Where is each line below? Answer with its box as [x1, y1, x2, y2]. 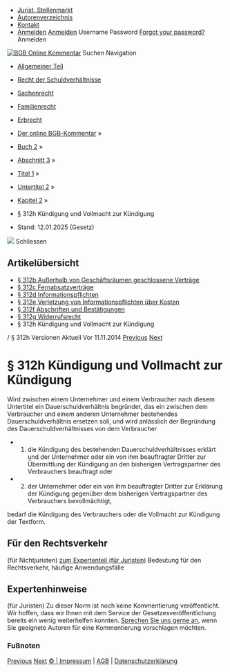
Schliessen [15, 237, 47, 245]
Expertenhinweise [7, 583, 88, 594]
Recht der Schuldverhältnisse [17, 75, 102, 84]
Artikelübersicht [7, 257, 79, 269]
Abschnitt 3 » [17, 156, 56, 164]
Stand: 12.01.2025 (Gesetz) [17, 223, 95, 231]
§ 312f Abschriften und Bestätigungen [17, 305, 126, 314]
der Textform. [7, 517, 46, 525]
